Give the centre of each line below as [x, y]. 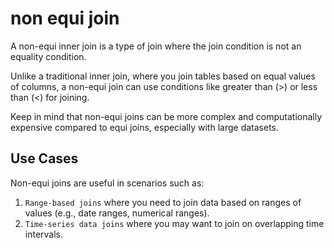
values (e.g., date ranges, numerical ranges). [117, 213]
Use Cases [44, 158]
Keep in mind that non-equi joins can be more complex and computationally [166, 116]
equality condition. [48, 56]
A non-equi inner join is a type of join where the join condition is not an [156, 46]
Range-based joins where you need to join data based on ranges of [163, 202]
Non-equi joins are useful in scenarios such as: [107, 183]
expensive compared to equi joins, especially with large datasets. [145, 127]
